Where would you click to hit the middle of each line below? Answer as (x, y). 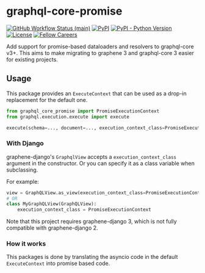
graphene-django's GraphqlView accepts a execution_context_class (92, 156)
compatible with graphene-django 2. (52, 228)
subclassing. (22, 170)
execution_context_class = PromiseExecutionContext (84, 210)
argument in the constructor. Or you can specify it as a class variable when (101, 163)
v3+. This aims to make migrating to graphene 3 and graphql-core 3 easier (100, 53)
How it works (26, 244)
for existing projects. (32, 59)
